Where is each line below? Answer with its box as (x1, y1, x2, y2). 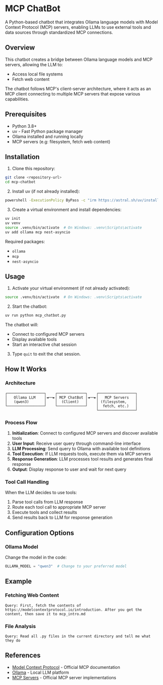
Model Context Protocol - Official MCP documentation (12, 664, 120, 670)
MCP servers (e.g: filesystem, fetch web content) (12, 138, 111, 144)
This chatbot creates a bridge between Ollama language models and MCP (5, 57, 153, 62)
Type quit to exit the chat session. (12, 351, 81, 357)
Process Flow (5, 419, 38, 426)
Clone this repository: (12, 166, 55, 171)
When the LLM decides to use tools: (5, 490, 77, 495)
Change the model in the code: (5, 554, 67, 560)
